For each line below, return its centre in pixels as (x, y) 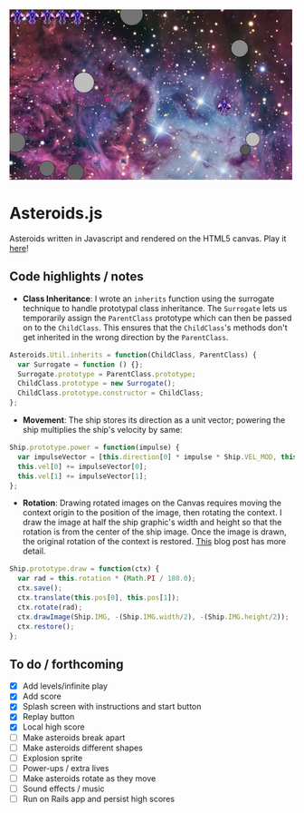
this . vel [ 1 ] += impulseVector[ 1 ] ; (82, 476)
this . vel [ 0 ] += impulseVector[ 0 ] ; (82, 466)
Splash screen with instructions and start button (112, 707)
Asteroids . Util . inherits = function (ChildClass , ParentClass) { (133, 355)
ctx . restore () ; (46, 626)
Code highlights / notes (77, 277)
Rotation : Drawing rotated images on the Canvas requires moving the (152, 503)
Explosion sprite (52, 758)
